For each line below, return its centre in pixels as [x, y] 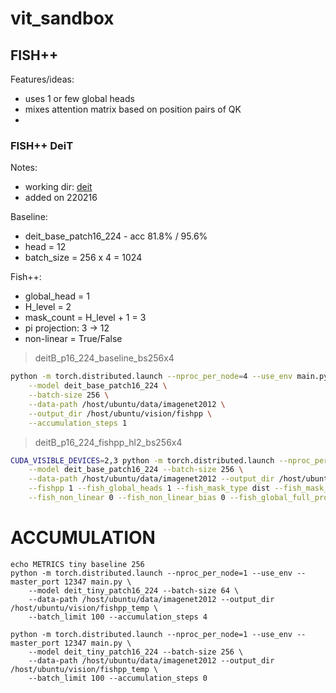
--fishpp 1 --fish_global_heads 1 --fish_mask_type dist [149, 488]
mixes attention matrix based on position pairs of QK [133, 109]
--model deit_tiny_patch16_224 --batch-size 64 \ [134, 590]
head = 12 [45, 247]
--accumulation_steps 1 [78, 423]
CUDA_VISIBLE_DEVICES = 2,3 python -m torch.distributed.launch [142, 460]
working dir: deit [58, 187]
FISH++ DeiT [42, 145]
